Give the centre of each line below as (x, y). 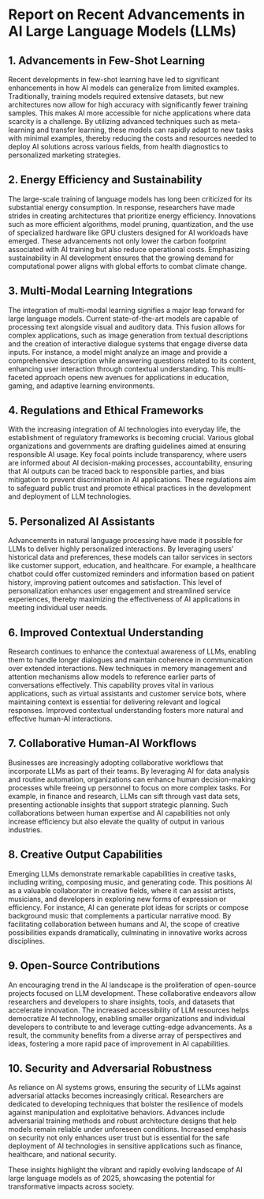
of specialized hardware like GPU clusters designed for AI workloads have (128, 232)
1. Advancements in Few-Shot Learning (106, 60)
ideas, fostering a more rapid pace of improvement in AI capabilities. (119, 1043)
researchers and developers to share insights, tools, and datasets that (121, 1001)
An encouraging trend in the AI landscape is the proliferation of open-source (132, 985)
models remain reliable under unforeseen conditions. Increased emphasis (127, 1129)
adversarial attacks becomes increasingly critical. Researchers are (116, 1095)
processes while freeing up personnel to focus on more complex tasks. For (130, 787)
